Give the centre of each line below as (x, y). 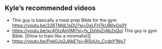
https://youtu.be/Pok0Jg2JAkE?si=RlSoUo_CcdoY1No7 (69, 41)
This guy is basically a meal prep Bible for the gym (64, 20)
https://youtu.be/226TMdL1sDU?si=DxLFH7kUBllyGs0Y (69, 25)
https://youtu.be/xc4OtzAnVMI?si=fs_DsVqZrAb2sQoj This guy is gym (84, 30)
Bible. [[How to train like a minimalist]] (51, 36)
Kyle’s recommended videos (50, 8)
